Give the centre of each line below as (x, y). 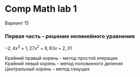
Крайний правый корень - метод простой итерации (61, 58)
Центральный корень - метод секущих (47, 69)
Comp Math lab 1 (41, 9)
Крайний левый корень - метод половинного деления (64, 63)
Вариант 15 (17, 23)
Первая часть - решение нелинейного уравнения (70, 36)
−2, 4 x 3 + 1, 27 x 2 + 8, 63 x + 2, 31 (38, 48)
